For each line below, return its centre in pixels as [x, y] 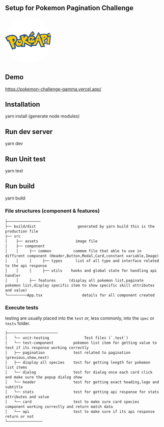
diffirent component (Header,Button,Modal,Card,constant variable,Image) [82, 256]
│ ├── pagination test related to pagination [68, 353]
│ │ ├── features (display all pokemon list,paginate [74, 281]
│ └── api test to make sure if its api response [80, 412]
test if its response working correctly [47, 348]
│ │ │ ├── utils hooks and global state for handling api [81, 271]
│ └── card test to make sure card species [72, 402]
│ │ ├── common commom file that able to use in [73, 251]
